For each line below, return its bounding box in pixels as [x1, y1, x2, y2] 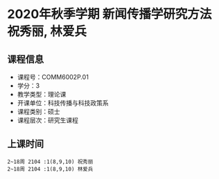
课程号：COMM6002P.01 [17, 73, 89, 81]
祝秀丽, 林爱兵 [7, 23, 87, 39]
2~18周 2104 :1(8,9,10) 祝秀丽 [7, 158, 94, 165]
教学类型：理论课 [17, 91, 67, 98]
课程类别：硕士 [17, 108, 60, 115]
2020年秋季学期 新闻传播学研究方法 [7, 6, 212, 22]
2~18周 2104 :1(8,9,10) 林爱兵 [7, 165, 94, 173]
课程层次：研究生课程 [17, 116, 78, 124]
